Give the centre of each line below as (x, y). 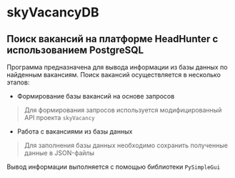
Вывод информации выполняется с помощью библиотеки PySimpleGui (114, 167)
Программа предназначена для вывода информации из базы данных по (117, 67)
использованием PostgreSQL (75, 50)
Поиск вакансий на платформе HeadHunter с (112, 39)
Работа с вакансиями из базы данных (75, 132)
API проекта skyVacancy (59, 118)
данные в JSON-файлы (59, 153)
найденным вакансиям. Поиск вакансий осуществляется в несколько (114, 75)
